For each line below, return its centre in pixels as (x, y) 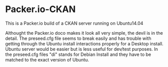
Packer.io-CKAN (40, 9)
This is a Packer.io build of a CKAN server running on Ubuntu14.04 (74, 23)
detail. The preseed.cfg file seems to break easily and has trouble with (78, 38)
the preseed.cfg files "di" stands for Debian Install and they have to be (78, 54)
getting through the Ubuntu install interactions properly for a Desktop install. (85, 43)
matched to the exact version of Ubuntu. (47, 59)
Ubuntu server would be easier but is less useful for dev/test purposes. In (81, 49)
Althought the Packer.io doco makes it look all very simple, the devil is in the (84, 33)
